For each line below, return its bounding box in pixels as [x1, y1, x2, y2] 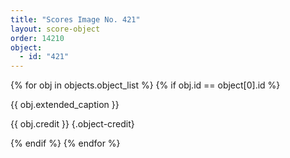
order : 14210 [10, 33, 65, 43]
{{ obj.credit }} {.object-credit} [10, 118, 135, 130]
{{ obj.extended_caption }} [10, 99, 120, 111]
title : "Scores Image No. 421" [10, 14, 141, 25]
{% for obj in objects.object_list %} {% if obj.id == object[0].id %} [10, 79, 281, 91]
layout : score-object [10, 24, 101, 34]
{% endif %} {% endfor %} [10, 137, 121, 150]
